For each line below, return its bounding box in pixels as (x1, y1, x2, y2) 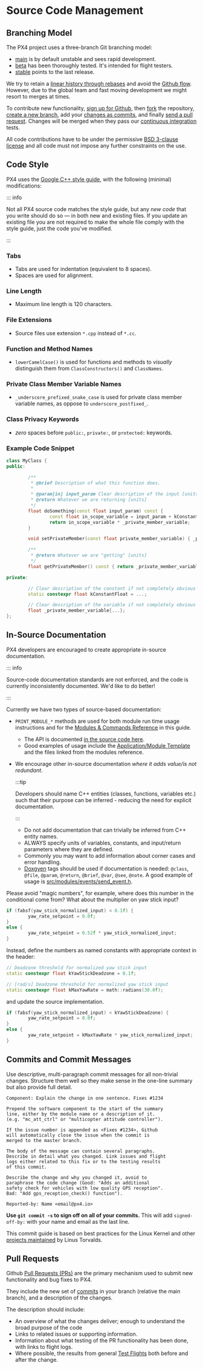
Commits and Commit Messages (6, 1054, 132, 1065)
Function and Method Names (6, 344, 93, 353)
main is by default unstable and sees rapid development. (14, 56, 156, 62)
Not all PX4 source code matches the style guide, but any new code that (6, 205, 187, 212)
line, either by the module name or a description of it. (6, 1111, 155, 1117)
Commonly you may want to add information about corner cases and (24, 852, 196, 859)
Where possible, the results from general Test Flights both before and (14, 1350, 188, 1357)
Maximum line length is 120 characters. (14, 301, 113, 308)
